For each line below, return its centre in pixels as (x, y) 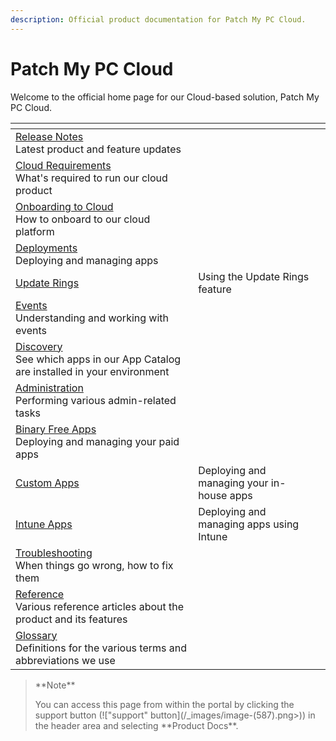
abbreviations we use (65, 660)
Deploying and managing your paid (97, 441)
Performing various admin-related (96, 400)
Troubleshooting (54, 553)
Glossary (36, 635)
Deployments (46, 248)
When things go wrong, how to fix (94, 565)
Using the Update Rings (254, 276)
